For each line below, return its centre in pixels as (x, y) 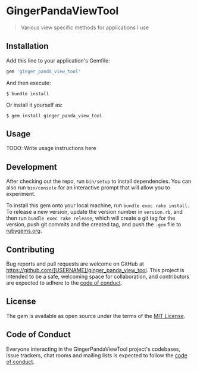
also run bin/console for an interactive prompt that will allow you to (88, 188)
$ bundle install (28, 93)
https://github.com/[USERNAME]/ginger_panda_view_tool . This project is (95, 270)
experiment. (21, 194)
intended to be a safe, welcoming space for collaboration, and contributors (98, 277)
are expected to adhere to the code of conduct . (64, 283)
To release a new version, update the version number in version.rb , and (95, 212)
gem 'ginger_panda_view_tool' (44, 71)
